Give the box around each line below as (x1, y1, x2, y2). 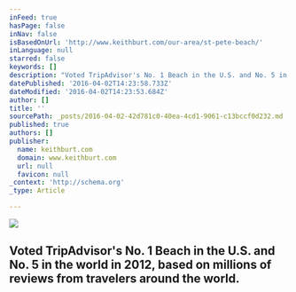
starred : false (9, 54, 66, 63)
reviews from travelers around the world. (9, 272, 240, 287)
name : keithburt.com (17, 145, 93, 154)
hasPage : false (9, 21, 66, 30)
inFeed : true (9, 12, 58, 22)
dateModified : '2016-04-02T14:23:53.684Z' (9, 87, 168, 96)
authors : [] (9, 129, 53, 138)
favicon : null (17, 170, 69, 178)
